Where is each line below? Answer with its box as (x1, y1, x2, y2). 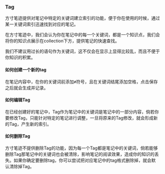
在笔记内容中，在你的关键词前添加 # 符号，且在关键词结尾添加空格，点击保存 (5, 79, 158, 85)
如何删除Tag (5, 133, 30, 139)
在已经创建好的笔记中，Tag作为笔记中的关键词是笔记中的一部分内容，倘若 (5, 109, 155, 115)
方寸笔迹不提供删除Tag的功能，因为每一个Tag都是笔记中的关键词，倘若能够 (5, 145, 158, 151)
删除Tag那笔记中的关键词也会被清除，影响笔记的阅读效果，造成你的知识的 (5, 151, 155, 157)
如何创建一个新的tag (5, 66, 47, 72)
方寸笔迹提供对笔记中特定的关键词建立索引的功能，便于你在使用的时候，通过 (5, 15, 160, 21)
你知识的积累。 (5, 55, 35, 60)
